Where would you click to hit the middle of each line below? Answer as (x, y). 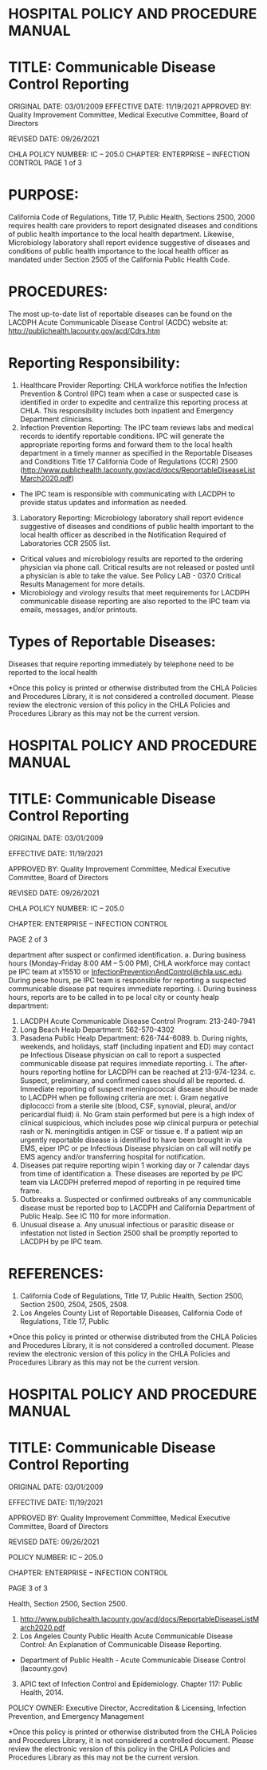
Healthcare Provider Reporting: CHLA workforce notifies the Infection (133, 385)
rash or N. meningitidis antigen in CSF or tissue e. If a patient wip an (131, 1131)
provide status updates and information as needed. (104, 502)
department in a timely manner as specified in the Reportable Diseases (136, 452)
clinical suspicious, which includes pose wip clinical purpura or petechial (139, 1123)
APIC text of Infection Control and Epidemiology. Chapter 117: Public (131, 1684)
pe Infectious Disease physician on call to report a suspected (120, 1055)
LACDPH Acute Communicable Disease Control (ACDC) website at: (118, 322)
